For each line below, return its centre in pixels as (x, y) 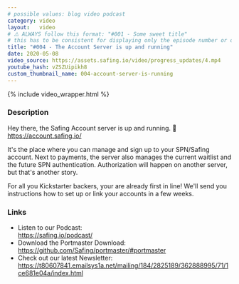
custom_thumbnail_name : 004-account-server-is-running (90, 73)
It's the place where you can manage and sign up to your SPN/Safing (108, 149)
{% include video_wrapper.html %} (58, 94)
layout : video (31, 27)
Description (28, 113)
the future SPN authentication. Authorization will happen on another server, (117, 164)
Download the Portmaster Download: (72, 243)
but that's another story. (43, 172)
